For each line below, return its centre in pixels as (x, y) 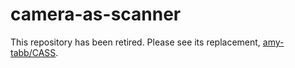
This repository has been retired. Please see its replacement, (135, 42)
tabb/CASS (33, 52)
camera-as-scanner (96, 14)
